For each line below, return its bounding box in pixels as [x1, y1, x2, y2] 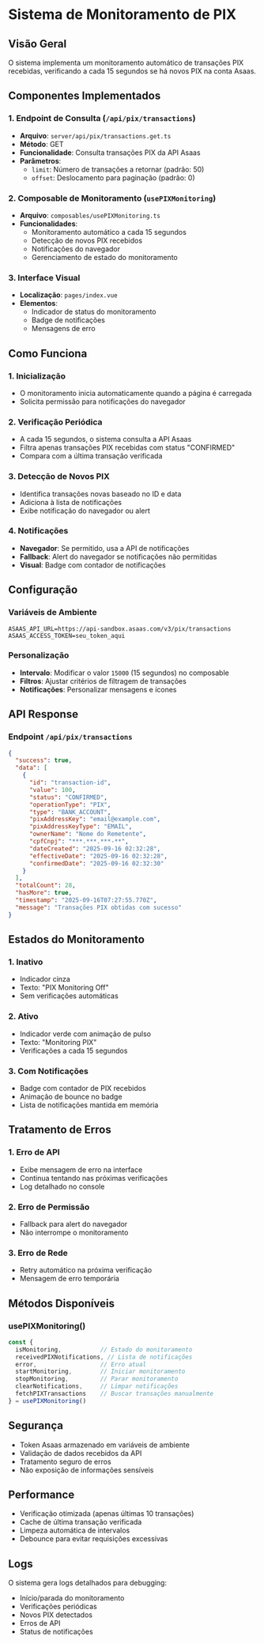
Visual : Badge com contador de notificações [19, 560, 166, 570]
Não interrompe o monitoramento [19, 1227, 129, 1237]
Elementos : [19, 299, 58, 308]
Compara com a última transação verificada [19, 451, 163, 461]
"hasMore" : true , [15, 889, 73, 897]
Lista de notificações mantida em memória [19, 1100, 159, 1110]
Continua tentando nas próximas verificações [19, 1173, 168, 1182]
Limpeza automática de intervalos [19, 1525, 130, 1535]
